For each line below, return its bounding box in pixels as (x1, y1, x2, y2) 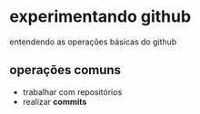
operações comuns (9, 62, 121, 78)
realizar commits (22, 96, 87, 107)
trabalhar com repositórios (22, 86, 123, 97)
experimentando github (9, 6, 192, 27)
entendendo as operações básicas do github (9, 36, 177, 47)
